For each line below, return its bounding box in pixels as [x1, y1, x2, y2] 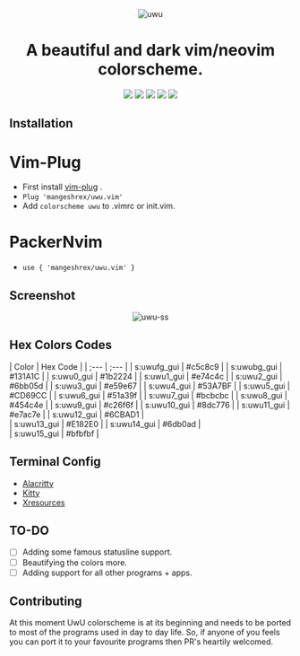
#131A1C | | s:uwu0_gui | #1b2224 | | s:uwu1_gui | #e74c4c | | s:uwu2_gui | [9, 371, 283, 381]
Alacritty [21, 477, 54, 488]
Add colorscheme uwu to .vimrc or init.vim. [21, 201, 176, 212]
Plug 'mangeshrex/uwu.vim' [21, 193, 124, 202]
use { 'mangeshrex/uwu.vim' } [21, 264, 136, 273]
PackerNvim [9, 232, 103, 252]
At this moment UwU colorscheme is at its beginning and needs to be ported [9, 617, 292, 628]
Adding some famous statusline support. [21, 547, 173, 557]
